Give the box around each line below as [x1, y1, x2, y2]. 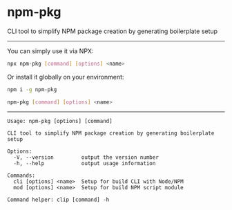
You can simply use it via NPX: [7, 46, 94, 55]
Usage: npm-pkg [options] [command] [7, 117, 113, 124]
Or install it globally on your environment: [7, 73, 124, 81]
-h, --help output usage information [13, 160, 156, 166]
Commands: [7, 172, 36, 179]
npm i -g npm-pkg [7, 86, 57, 93]
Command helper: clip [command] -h [7, 196, 110, 203]
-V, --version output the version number [13, 153, 159, 161]
